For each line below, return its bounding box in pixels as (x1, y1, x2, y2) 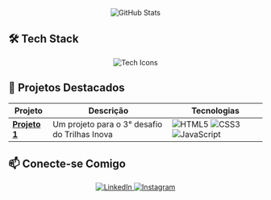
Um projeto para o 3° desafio (52, 119, 163, 130)
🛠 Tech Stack (8, 32, 79, 46)
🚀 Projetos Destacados (8, 81, 125, 95)
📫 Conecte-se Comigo (8, 157, 127, 171)
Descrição (88, 105, 129, 116)
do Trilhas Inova (52, 128, 113, 140)
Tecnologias (190, 105, 240, 116)
